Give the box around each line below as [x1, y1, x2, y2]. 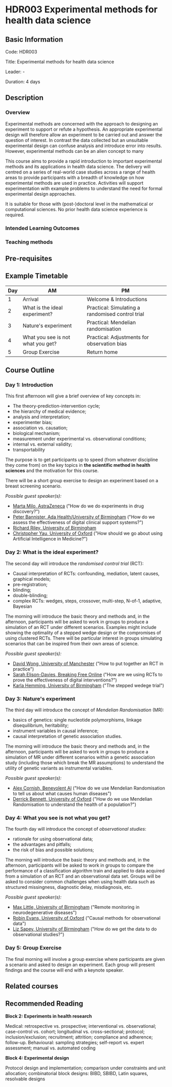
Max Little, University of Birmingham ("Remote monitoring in [12, 904, 140, 910]
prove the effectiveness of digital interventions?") [12, 677, 117, 683]
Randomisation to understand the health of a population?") [12, 801, 137, 808]
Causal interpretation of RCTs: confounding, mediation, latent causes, [12, 570, 160, 576]
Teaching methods [5, 238, 53, 246]
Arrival [23, 295, 39, 303]
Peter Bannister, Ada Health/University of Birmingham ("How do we [12, 514, 155, 520]
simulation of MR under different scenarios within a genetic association [5, 754, 155, 760]
